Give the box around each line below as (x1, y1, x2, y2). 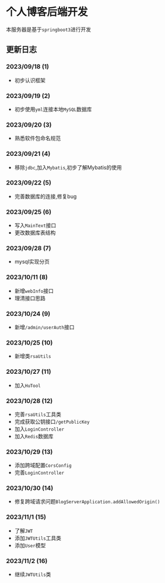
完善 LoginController (14, 469, 65, 476)
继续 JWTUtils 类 (14, 571, 51, 578)
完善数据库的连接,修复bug (14, 193, 77, 200)
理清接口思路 (14, 294, 45, 302)
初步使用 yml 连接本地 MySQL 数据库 (14, 105, 92, 112)
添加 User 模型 (14, 541, 46, 548)
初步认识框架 (14, 77, 45, 84)
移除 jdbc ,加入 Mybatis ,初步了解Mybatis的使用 (14, 163, 122, 171)
